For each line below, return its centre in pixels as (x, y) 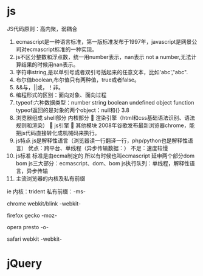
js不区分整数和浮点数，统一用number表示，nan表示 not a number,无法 (103, 57)
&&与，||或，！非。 (40, 87)
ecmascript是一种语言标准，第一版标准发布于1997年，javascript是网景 (104, 41)
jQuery (25, 264)
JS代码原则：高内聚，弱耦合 (42, 29)
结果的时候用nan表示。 (50, 64)
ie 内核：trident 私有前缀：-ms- (46, 191)
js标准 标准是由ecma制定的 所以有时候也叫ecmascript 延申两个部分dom (105, 156)
